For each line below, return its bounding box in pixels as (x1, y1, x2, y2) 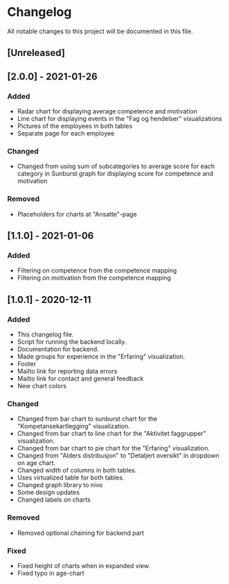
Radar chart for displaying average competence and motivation (17, 107, 197, 116)
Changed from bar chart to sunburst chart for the (17, 414, 158, 423)
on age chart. (17, 459, 56, 467)
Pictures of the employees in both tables (17, 122, 133, 130)
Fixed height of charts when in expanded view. (17, 561, 151, 569)
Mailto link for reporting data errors (17, 367, 118, 375)
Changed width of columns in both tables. (17, 466, 137, 475)
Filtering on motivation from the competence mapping (17, 274, 172, 282)
